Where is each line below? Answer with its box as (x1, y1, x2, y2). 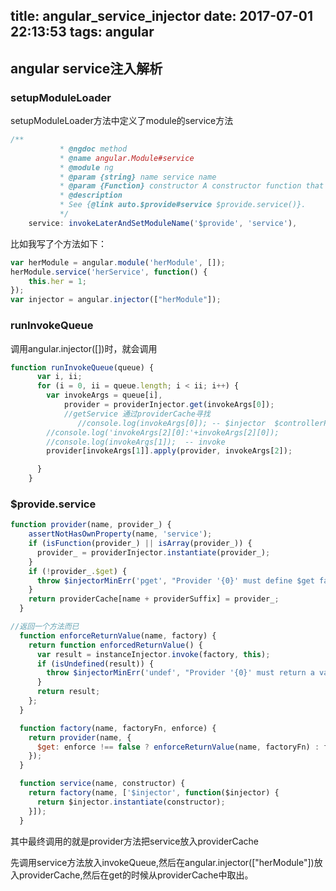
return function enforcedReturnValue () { (28, 640, 203, 650)
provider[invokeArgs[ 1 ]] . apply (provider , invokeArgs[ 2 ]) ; (46, 446, 293, 456)
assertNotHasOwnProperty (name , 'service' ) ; (28, 529, 213, 539)
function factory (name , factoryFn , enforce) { (19, 723, 217, 733)
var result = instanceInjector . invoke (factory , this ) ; (36, 649, 271, 659)
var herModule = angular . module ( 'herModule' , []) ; (10, 257, 226, 268)
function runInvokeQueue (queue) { (10, 362, 155, 373)
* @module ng (59, 162, 114, 173)
